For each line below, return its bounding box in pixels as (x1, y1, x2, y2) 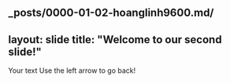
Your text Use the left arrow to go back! (8, 66, 136, 75)
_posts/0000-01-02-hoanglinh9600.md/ (8, 6, 214, 20)
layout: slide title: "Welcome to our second (8, 33, 222, 46)
